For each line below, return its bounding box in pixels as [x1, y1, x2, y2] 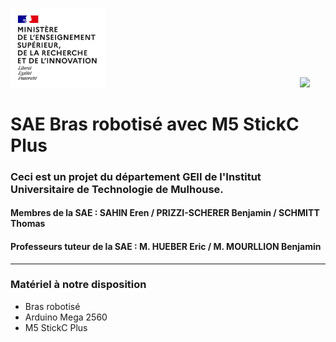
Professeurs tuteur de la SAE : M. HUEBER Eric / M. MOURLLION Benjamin [10, 240, 322, 252]
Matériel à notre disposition [10, 278, 147, 292]
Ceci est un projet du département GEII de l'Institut [10, 169, 262, 183]
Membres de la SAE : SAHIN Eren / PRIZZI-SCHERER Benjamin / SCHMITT [10, 207, 320, 219]
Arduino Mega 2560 [24, 311, 108, 323]
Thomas [10, 218, 46, 230]
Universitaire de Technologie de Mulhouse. [10, 182, 224, 196]
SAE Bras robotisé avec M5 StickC [10, 113, 300, 135]
